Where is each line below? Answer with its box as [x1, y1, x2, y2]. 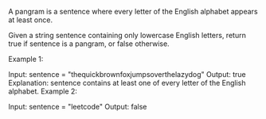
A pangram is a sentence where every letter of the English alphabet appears [8, 7, 258, 16]
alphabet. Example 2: [8, 86, 78, 96]
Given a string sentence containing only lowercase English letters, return [8, 31, 247, 40]
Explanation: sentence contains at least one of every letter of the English [8, 79, 246, 87]
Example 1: [8, 55, 44, 63]
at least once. [8, 15, 53, 25]
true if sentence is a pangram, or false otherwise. [8, 39, 170, 48]
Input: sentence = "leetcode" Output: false [8, 102, 147, 111]
